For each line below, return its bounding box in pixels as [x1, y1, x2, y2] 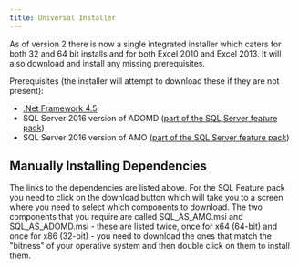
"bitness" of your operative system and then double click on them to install [9, 241, 290, 252]
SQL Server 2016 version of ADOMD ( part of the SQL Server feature [22, 112, 278, 123]
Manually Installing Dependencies [9, 159, 208, 174]
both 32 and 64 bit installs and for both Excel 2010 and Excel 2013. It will [9, 47, 282, 59]
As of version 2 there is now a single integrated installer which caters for [9, 38, 282, 49]
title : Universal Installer [9, 13, 117, 23]
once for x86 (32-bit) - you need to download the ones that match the [9, 231, 272, 242]
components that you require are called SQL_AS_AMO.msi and [9, 211, 243, 222]
